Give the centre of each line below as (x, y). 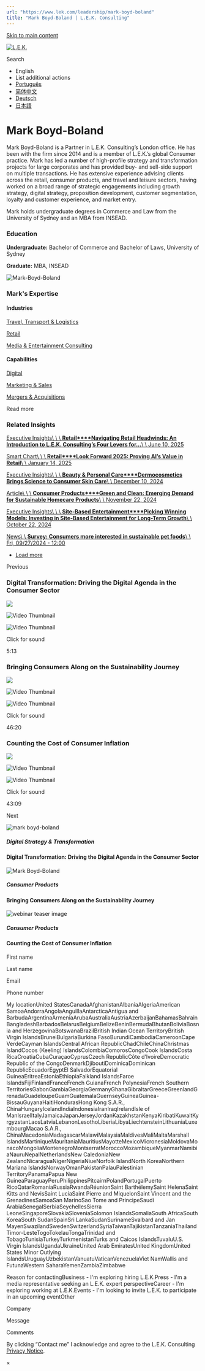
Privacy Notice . (26, 1351)
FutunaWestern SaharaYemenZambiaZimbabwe (66, 1265)
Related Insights (31, 424)
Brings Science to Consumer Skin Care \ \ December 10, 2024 (85, 482)
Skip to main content (32, 35)
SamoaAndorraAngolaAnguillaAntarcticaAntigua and (73, 1011)
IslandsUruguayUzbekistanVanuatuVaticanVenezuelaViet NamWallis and (97, 1259)
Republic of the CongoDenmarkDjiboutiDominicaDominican (81, 1063)
